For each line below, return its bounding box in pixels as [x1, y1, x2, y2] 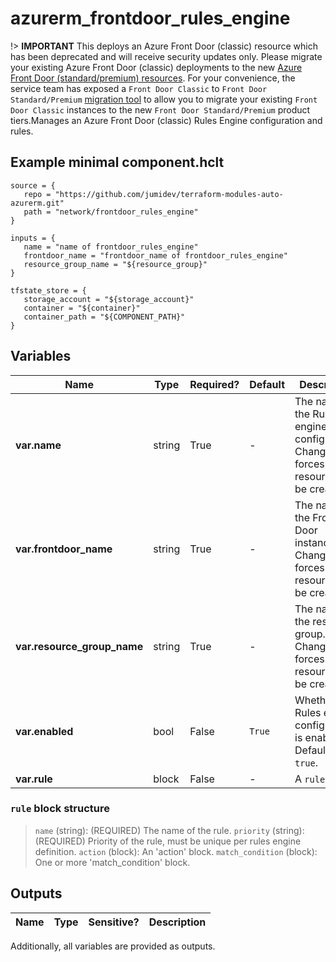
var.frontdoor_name [15, 542, 113, 556]
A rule [294, 772, 326, 786]
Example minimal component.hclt [10, 154, 225, 171]
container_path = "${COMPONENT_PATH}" [23, 312, 186, 322]
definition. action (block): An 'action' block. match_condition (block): [34, 845, 318, 857]
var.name [15, 438, 62, 452]
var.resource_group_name [15, 639, 144, 653]
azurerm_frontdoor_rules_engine [10, 7, 291, 30]
